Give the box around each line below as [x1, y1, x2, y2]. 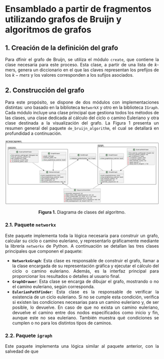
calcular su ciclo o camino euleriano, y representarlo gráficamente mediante [5, 238, 159, 244]
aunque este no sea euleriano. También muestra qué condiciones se [12, 315, 159, 320]
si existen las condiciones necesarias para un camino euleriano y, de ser [12, 299, 159, 305]
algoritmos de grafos [5, 24, 92, 35]
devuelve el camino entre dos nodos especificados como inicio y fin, [12, 309, 159, 316]
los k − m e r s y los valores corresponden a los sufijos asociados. [5, 72, 134, 78]
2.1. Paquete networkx [5, 221, 56, 228]
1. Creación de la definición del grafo [5, 43, 119, 52]
